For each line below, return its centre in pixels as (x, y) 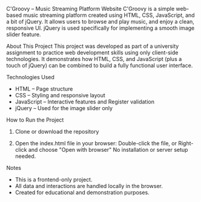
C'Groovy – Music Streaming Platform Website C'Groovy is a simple (91, 9)
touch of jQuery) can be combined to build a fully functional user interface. (100, 65)
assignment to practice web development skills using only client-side (92, 53)
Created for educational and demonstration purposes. (82, 192)
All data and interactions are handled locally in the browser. (89, 186)
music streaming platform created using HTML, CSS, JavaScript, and (109, 15)
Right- (186, 143)
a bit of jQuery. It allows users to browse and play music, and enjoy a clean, (100, 21)
